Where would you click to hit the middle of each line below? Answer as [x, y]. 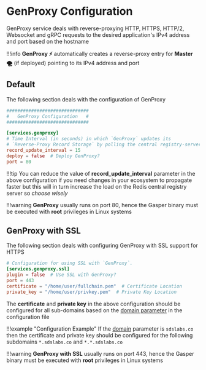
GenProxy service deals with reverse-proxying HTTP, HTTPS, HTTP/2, [95, 28]
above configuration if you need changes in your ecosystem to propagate [99, 180]
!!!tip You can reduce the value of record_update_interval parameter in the [101, 173]
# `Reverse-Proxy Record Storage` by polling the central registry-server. [105, 145]
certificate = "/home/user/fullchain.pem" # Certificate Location [94, 286]
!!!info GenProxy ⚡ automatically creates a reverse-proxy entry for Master [100, 53]
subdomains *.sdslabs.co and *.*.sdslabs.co [65, 342]
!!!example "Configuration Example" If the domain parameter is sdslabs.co [100, 329]
